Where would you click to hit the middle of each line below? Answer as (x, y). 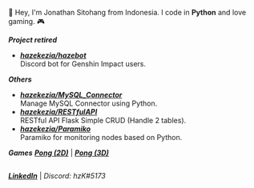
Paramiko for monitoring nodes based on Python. (101, 137)
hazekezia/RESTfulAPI (58, 112)
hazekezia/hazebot (53, 55)
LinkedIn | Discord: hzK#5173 (57, 176)
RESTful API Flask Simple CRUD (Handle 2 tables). (103, 120)
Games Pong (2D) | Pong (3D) (59, 153)
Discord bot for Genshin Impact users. (83, 64)
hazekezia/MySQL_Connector (71, 95)
